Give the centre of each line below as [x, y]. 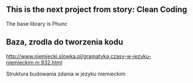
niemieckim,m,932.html [34, 62]
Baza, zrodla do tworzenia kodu [65, 42]
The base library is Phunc [37, 23]
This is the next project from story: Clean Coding [96, 10]
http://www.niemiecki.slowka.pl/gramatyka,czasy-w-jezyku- [79, 56]
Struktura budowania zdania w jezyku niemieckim [66, 74]
